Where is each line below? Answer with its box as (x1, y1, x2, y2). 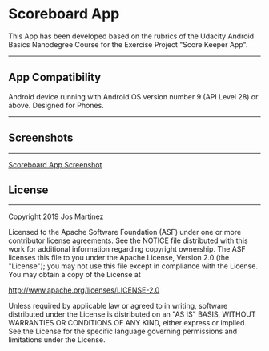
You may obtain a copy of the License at (8, 270, 142, 280)
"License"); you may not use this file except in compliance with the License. (8, 261, 259, 271)
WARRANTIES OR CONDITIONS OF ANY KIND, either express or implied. (8, 318, 247, 328)
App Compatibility (8, 71, 102, 84)
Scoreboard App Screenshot (8, 159, 102, 169)
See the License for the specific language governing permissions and (8, 326, 238, 337)
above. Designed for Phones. (8, 100, 104, 110)
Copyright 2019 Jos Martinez (8, 212, 104, 221)
